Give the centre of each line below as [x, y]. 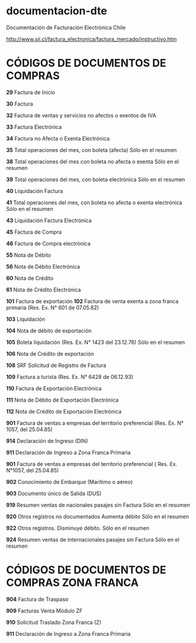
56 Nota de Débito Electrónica [43, 266]
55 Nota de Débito [29, 255]
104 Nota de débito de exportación [49, 330]
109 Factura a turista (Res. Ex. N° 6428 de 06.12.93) [70, 377]
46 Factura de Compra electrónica [48, 243]
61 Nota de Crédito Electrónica [44, 290]
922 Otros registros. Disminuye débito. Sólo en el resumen [78, 528]
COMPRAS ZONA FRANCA [72, 583]
